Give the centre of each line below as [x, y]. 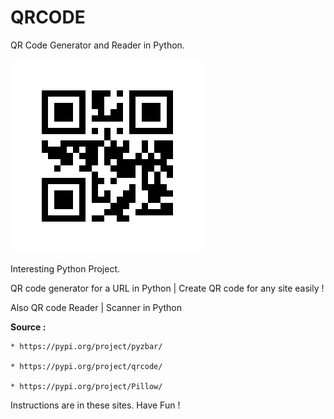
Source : [28, 327]
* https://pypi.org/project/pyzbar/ [86, 346]
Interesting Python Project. [65, 268]
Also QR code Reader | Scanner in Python [96, 307]
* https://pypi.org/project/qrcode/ [86, 366]
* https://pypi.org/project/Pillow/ [86, 386]
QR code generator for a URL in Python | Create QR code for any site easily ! [167, 288]
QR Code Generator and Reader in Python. [97, 45]
